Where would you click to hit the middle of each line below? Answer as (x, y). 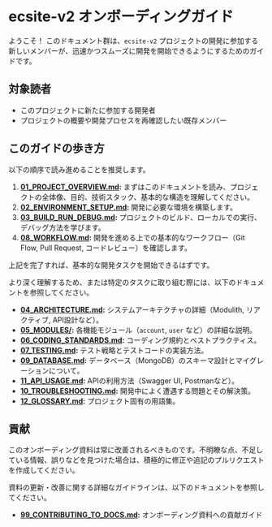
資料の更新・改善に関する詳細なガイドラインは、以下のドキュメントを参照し (136, 487)
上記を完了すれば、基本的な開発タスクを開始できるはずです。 (111, 265)
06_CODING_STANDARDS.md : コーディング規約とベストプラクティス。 (140, 340)
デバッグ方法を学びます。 (63, 227)
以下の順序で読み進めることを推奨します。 (79, 169)
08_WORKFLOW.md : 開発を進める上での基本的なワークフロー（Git (132, 237)
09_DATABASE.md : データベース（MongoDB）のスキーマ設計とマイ (135, 360)
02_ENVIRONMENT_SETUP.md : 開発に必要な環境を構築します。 (129, 207)
